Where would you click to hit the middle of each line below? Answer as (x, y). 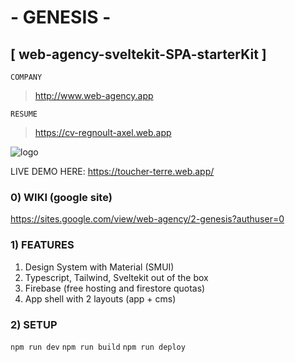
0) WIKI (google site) (61, 197)
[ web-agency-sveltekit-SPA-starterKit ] (138, 54)
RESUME (24, 114)
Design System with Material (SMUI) (99, 267)
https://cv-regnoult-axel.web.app (103, 132)
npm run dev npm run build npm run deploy (98, 347)
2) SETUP (34, 324)
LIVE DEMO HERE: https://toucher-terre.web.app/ (112, 171)
